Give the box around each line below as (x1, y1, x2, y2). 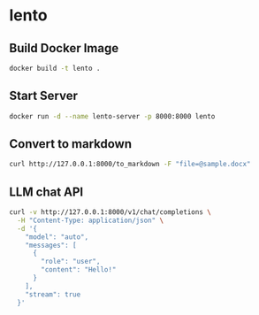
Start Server (9, 88, 78, 104)
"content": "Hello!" (41, 265, 117, 274)
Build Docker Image (9, 41, 119, 56)
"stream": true (25, 289, 81, 299)
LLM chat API (9, 184, 84, 199)
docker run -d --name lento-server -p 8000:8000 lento (9, 111, 216, 120)
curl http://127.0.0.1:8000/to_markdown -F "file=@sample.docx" (9, 160, 251, 169)
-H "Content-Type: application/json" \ (17, 216, 164, 225)
